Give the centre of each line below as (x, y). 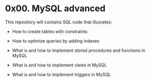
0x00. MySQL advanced (55, 9)
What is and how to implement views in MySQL (59, 65)
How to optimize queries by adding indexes (56, 41)
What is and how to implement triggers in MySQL (62, 74)
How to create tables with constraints (50, 31)
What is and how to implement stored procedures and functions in (79, 50)
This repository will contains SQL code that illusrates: (59, 22)
